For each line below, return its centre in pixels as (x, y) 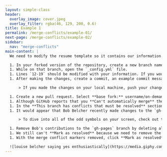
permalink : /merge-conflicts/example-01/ (49, 33)
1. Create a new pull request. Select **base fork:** (66, 97)
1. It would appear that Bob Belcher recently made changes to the (81, 111)
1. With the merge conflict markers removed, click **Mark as (75, 138)
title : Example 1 (23, 28)
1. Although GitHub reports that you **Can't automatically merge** (82, 101)
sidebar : (14, 42)
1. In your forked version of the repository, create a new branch (81, 65)
